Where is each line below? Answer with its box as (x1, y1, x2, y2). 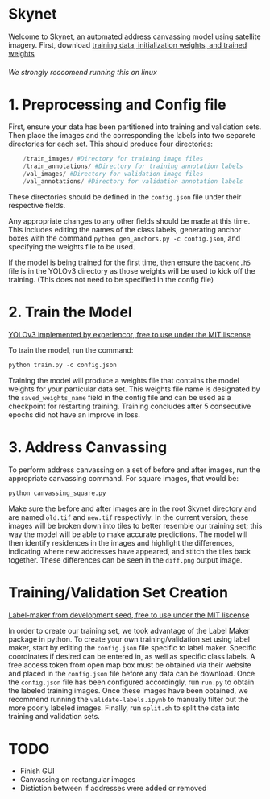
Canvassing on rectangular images (19, 775, 136, 784)
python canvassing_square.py (8, 489, 106, 497)
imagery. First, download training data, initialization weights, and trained (8, 40, 247, 49)
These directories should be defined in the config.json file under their (8, 191, 242, 202)
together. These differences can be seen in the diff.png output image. (8, 554, 243, 565)
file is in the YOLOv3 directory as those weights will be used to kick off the (8, 266, 255, 275)
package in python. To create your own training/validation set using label (8, 634, 250, 644)
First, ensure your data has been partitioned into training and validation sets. (8, 122, 262, 132)
